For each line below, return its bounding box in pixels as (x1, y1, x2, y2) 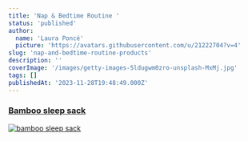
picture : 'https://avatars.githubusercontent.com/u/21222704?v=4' (15, 42, 242, 50)
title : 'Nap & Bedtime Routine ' (8, 11, 120, 20)
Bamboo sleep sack (8, 105, 86, 116)
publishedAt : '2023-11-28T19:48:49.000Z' (8, 79, 149, 87)
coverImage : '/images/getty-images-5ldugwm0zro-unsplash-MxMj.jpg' (8, 64, 238, 72)
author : (8, 26, 34, 34)
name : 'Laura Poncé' (15, 34, 84, 42)
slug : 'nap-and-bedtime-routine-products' (8, 49, 152, 57)
